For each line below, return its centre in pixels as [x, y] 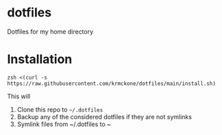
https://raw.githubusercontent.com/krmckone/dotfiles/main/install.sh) [111, 84]
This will [19, 96]
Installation [40, 59]
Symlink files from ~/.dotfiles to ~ [64, 124]
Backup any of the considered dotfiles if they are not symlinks [104, 116]
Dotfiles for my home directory [50, 32]
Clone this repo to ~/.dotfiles [60, 109]
